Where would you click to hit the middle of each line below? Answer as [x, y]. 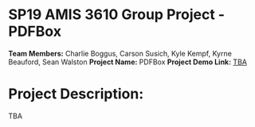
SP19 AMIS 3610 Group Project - [117, 15]
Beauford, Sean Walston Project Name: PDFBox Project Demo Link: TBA [127, 62]
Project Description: [76, 94]
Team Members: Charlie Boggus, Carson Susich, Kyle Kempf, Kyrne [120, 53]
